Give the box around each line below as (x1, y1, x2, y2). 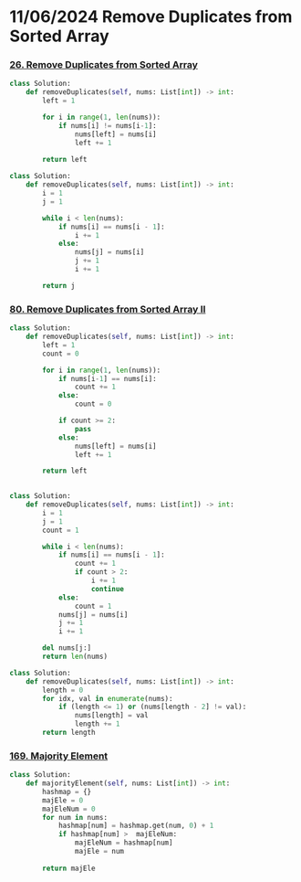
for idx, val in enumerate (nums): (42, 694, 173, 703)
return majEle (42, 864, 96, 873)
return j (42, 281, 76, 290)
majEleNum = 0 (42, 804, 96, 813)
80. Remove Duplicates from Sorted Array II (9, 303, 206, 315)
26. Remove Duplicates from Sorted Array (9, 58, 199, 71)
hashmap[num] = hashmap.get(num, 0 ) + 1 (57, 821, 214, 831)
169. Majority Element (9, 749, 109, 762)
